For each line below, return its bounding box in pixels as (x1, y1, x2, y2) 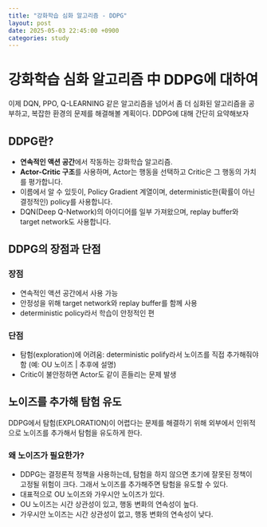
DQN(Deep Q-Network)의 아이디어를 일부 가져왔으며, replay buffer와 (19, 207, 239, 216)
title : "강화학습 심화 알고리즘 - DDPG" (8, 11, 128, 20)
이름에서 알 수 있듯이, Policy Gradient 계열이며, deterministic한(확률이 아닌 (19, 187, 255, 196)
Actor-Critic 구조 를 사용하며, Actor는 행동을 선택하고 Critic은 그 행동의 (19, 167, 241, 176)
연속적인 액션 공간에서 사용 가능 (19, 288, 118, 298)
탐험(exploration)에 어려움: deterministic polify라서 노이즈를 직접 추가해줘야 (19, 349, 259, 359)
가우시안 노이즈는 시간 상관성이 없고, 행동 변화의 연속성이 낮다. (19, 509, 214, 519)
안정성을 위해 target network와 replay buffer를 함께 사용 (19, 298, 198, 307)
